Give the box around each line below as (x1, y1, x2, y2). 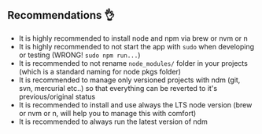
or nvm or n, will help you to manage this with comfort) (18, 108, 197, 118)
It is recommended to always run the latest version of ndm (18, 117, 208, 126)
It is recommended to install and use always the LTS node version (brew (18, 100, 253, 110)
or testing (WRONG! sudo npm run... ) (18, 50, 141, 60)
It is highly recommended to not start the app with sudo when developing (18, 42, 255, 51)
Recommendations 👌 (7, 9, 115, 22)
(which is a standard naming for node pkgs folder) (18, 67, 182, 76)
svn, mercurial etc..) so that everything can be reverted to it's (18, 83, 218, 92)
